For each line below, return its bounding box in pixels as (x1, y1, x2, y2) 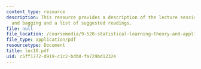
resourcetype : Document (6, 43, 66, 49)
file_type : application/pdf (6, 37, 77, 43)
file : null (6, 25, 33, 32)
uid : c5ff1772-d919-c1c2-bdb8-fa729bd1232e (6, 53, 117, 59)
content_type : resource (6, 8, 66, 15)
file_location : (6, 31, 44, 37)
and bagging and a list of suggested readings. (11, 20, 133, 26)
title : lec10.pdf (6, 48, 50, 54)
